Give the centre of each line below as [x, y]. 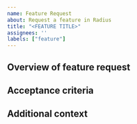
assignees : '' [27, 33]
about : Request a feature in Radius [59, 20]
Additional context [47, 114]
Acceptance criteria [50, 90]
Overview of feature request [69, 67]
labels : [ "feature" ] [37, 39]
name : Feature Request [39, 13]
